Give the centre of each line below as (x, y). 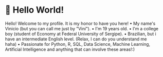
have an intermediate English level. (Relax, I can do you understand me (76, 39)
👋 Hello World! (35, 10)
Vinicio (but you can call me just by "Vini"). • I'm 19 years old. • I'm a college (82, 28)
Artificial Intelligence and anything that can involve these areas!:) (70, 49)
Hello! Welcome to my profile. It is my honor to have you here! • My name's (80, 23)
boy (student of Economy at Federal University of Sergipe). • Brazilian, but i (81, 34)
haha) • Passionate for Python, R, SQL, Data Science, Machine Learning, (78, 44)
